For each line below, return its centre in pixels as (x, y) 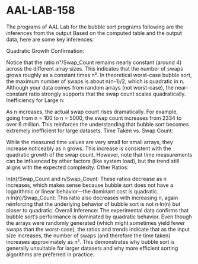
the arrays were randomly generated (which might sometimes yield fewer (96, 222)
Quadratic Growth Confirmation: (45, 50)
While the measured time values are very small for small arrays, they (90, 142)
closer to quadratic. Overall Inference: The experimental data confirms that (98, 210)
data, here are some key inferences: (50, 39)
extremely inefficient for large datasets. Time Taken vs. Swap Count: (90, 131)
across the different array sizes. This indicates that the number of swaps (95, 68)
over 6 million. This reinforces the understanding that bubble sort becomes (98, 124)
